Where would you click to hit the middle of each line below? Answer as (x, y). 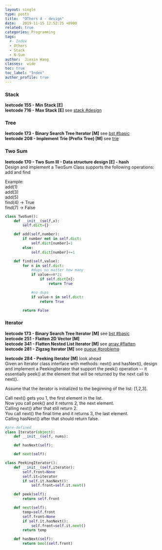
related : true (19, 28)
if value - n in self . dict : (57, 297)
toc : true (15, 69)
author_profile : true (27, 77)
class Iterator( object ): (30, 432)
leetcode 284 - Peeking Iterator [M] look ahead (53, 358)
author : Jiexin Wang (27, 59)
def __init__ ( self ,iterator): (45, 467)
